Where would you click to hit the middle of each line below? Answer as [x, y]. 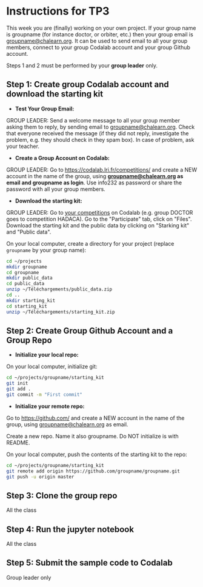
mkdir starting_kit [31, 300]
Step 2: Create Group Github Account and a [90, 331]
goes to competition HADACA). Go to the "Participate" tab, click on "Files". [99, 219]
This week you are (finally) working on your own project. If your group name [101, 28]
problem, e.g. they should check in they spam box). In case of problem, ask [100, 139]
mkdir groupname [27, 267]
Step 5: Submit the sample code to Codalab [89, 563]
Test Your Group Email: [45, 109]
